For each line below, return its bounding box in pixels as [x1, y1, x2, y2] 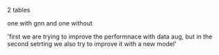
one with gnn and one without [7, 19, 92, 27]
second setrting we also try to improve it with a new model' [7, 40, 177, 47]
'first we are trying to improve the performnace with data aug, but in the [7, 32, 213, 41]
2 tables [7, 6, 31, 14]
